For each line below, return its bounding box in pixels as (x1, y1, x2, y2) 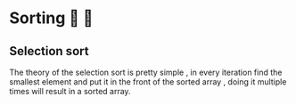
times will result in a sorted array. (9, 86, 131, 96)
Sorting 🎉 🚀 (9, 8, 94, 28)
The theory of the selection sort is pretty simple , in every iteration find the (9, 67, 283, 77)
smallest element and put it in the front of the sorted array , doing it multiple (9, 77, 287, 87)
